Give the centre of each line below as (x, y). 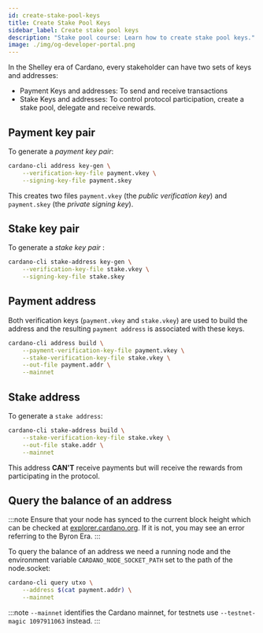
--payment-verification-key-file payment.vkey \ (104, 350)
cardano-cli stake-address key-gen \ (70, 262)
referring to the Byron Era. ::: (54, 536)
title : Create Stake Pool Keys (59, 23)
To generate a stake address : (56, 416)
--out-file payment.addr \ (67, 365)
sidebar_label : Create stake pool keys (74, 30)
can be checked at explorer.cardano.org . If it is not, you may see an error (127, 528)
